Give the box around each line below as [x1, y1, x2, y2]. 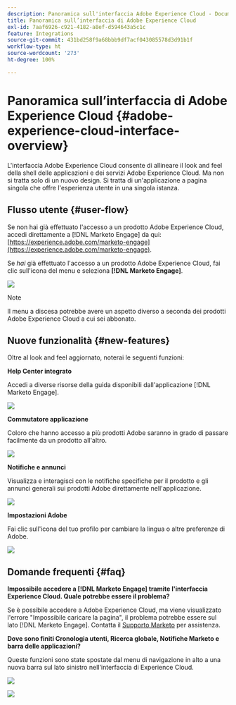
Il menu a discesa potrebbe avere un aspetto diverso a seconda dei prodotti [7, 307, 226, 315]
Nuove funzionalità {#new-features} [7, 334, 171, 346]
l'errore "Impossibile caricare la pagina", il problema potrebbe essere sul [7, 613, 217, 622]
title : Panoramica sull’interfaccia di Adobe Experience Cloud [7, 17, 197, 24]
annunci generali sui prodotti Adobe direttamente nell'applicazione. [7, 484, 202, 493]
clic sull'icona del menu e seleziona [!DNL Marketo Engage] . [7, 266, 183, 275]
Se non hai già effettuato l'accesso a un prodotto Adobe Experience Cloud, [7, 223, 224, 231]
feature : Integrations [7, 30, 74, 37]
